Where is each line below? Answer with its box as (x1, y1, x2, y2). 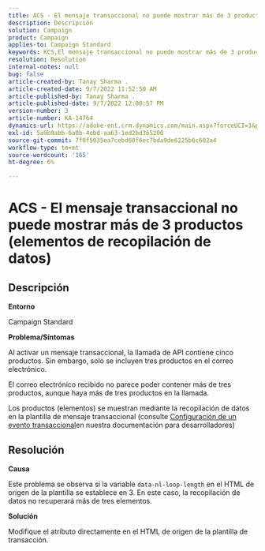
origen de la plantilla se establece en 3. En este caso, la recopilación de (8, 487, 241, 497)
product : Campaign (8, 33, 69, 42)
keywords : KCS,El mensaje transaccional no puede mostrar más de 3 (8, 48, 235, 56)
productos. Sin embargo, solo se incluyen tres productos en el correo (8, 356, 234, 365)
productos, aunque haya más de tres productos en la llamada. (8, 388, 209, 398)
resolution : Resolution (8, 56, 87, 64)
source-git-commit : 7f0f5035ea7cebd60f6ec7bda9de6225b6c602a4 (8, 136, 217, 144)
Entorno (8, 302, 35, 312)
